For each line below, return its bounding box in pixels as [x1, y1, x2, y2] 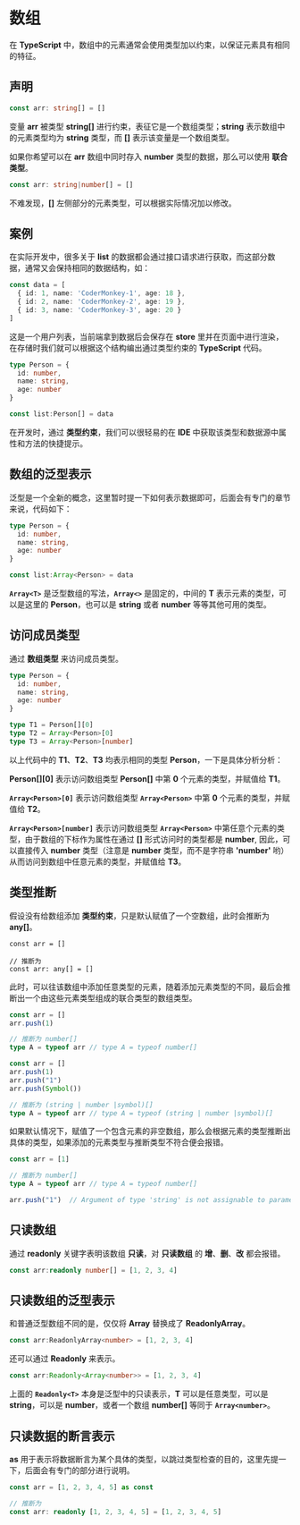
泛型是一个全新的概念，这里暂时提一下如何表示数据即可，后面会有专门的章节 [9, 492, 291, 503]
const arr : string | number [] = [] [9, 180, 134, 189]
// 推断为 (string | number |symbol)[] [9, 1100, 154, 1109]
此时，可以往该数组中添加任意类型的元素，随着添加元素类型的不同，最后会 [9, 981, 283, 992]
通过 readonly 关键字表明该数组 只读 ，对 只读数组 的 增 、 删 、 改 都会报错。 [9, 1248, 286, 1258]
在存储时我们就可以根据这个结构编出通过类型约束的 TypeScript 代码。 [9, 342, 267, 353]
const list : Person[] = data [9, 410, 114, 419]
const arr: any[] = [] [9, 964, 94, 973]
